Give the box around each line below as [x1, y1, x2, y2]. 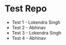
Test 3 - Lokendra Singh [11, 30, 62, 36]
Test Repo [4, 3, 47, 14]
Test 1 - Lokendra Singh [11, 19, 61, 25]
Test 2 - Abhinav [11, 24, 46, 30]
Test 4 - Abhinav [11, 35, 46, 41]
